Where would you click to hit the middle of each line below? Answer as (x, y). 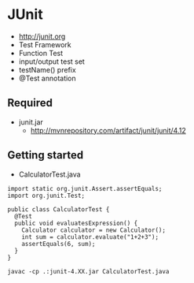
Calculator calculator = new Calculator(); (94, 230)
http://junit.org (42, 36)
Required (30, 103)
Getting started (46, 155)
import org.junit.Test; (46, 195)
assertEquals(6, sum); (59, 244)
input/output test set (52, 61)
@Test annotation (47, 78)
